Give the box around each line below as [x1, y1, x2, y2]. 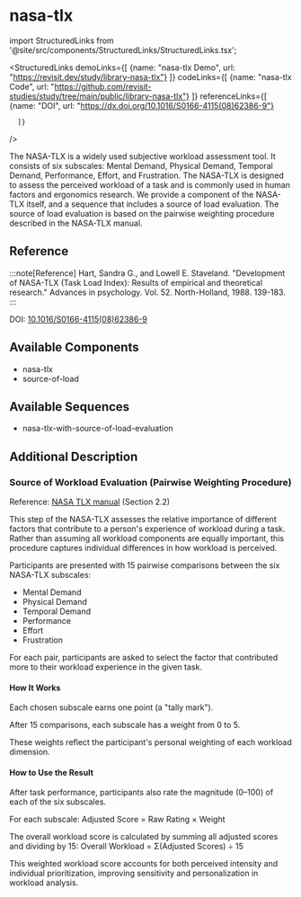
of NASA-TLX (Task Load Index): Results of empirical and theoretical [9, 277, 263, 288]
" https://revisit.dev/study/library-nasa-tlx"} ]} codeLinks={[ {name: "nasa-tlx [9, 71, 292, 82]
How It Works [9, 682, 61, 693]
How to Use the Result [9, 767, 94, 777]
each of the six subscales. [9, 796, 106, 807]
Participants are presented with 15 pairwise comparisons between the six [9, 560, 280, 571]
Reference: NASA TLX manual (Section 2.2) [9, 496, 171, 508]
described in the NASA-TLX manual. [9, 218, 143, 228]
